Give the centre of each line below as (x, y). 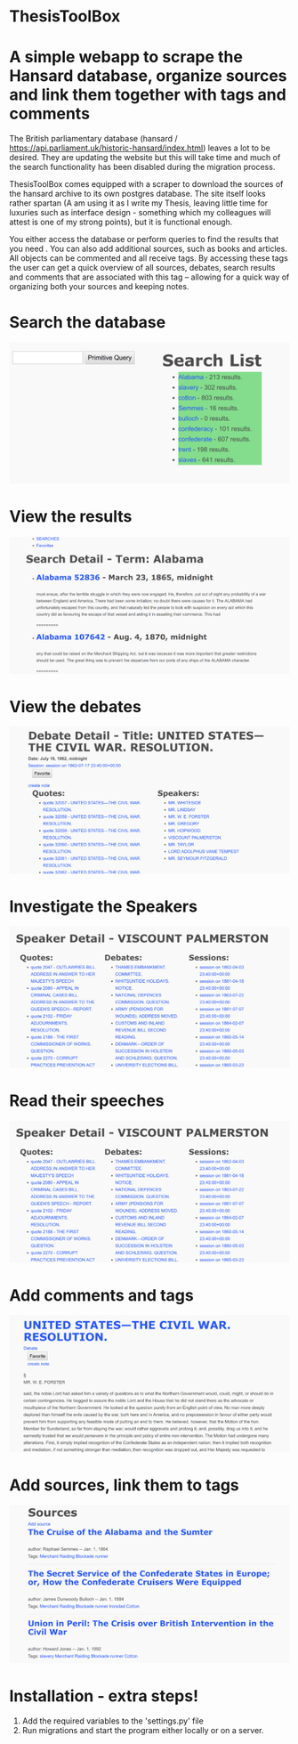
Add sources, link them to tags (125, 1485)
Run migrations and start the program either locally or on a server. (143, 1730)
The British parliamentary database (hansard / (93, 139)
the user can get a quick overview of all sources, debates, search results (142, 268)
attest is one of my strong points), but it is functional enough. (121, 222)
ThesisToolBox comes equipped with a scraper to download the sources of (146, 184)
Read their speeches (87, 1101)
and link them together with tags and (148, 95)
